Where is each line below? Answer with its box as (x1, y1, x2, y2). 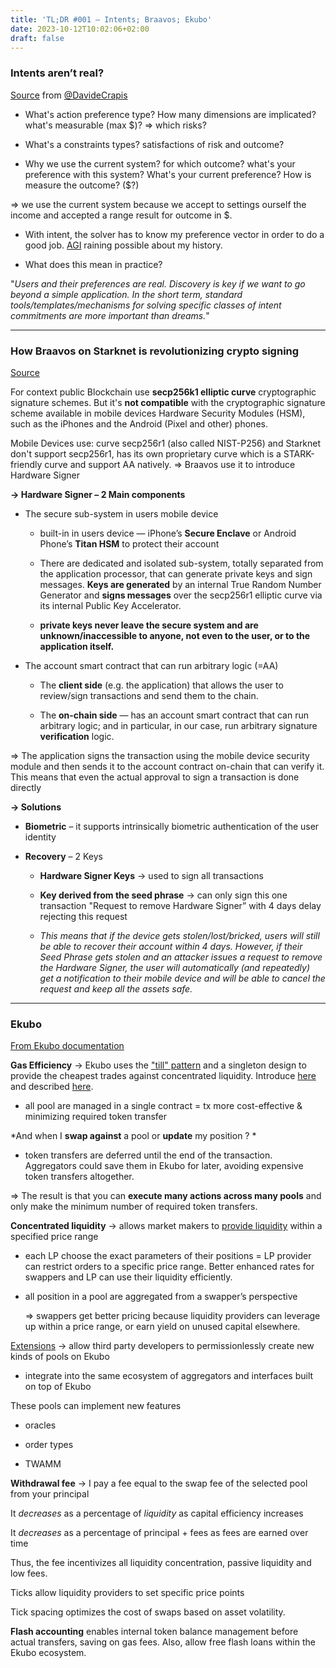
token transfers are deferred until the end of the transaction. (24, 1149, 273, 1161)
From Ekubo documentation (10, 1040, 125, 1052)
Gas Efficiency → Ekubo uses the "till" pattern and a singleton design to (10, 1059, 307, 1071)
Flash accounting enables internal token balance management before (10, 1626, 299, 1638)
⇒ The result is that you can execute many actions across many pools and (10, 1190, 322, 1202)
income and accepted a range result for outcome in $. (10, 209, 233, 221)
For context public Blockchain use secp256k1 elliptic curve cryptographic (10, 386, 317, 398)
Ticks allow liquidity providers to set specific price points (10, 1587, 245, 1599)
